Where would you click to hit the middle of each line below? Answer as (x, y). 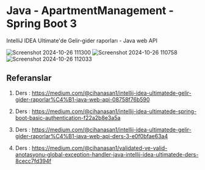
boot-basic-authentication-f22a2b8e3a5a (68, 117)
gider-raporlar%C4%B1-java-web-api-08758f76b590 (82, 99)
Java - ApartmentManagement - (90, 11)
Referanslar (29, 78)
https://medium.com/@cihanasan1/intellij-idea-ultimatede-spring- (114, 111)
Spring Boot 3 (42, 24)
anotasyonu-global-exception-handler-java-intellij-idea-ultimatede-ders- (107, 154)
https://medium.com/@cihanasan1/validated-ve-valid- (99, 148)
